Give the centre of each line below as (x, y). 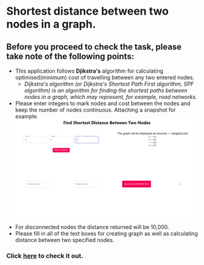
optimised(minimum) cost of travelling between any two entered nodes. (105, 77)
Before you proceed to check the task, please (94, 47)
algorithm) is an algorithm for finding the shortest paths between (106, 90)
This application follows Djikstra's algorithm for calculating (89, 71)
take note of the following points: (70, 56)
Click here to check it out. (45, 256)
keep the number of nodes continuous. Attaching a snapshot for (96, 110)
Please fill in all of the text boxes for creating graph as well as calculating (106, 234)
